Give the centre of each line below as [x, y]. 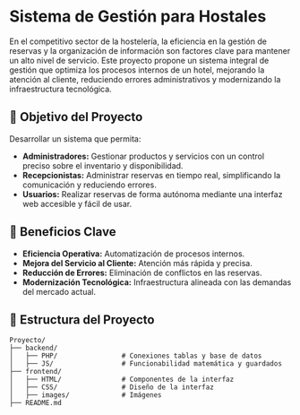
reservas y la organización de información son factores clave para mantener [150, 50]
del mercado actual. [59, 291]
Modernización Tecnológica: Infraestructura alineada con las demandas [157, 282]
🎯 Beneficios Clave [63, 232]
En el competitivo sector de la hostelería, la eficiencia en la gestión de [138, 41]
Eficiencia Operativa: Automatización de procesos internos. [133, 254]
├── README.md [36, 403]
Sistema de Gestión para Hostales [138, 17]
